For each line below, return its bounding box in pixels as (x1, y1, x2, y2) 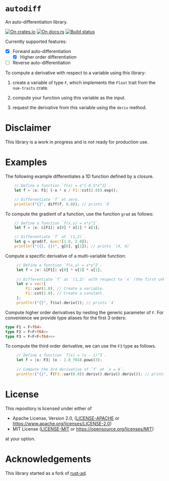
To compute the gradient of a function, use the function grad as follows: (5, 211, 154, 217)
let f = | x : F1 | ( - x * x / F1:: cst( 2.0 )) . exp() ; (14, 187, 118, 193)
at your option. (5, 436, 36, 442)
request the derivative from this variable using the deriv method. (12, 105, 147, 111)
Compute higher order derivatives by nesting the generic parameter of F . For (5, 309, 164, 315)
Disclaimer (5, 122, 51, 134)
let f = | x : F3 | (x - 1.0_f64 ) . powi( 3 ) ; (16, 358, 103, 363)
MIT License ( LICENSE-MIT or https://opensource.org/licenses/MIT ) (12, 426, 154, 432)
